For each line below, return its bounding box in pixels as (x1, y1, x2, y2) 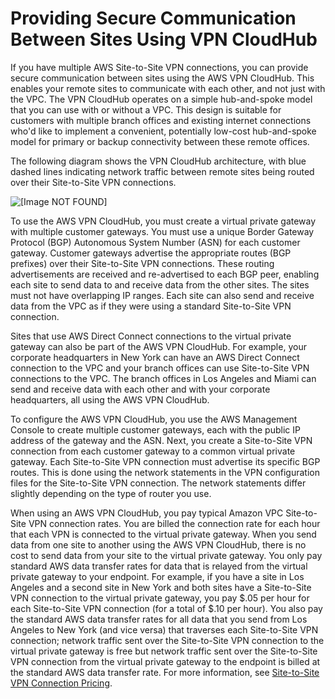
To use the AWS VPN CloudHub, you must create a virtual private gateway (10, 215, 317, 227)
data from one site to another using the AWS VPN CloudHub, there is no (10, 538, 307, 551)
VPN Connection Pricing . (10, 677, 113, 689)
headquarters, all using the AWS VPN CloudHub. (10, 393, 210, 406)
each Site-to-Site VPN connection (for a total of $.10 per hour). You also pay (10, 602, 323, 614)
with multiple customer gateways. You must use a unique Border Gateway (10, 225, 315, 237)
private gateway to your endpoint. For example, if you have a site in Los (10, 570, 305, 582)
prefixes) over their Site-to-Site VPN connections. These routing (10, 257, 275, 269)
